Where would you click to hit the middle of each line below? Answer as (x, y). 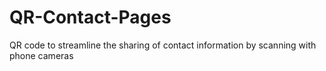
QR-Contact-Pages (90, 17)
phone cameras (41, 55)
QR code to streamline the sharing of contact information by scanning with (163, 45)
